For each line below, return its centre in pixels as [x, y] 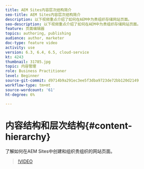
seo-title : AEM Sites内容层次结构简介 [43, 15]
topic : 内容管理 [21, 66]
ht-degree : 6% [20, 95]
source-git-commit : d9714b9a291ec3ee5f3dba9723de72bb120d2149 [72, 80]
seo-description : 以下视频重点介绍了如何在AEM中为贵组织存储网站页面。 [73, 24]
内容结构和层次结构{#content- [69, 126]
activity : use [20, 48]
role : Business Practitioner [36, 71]
